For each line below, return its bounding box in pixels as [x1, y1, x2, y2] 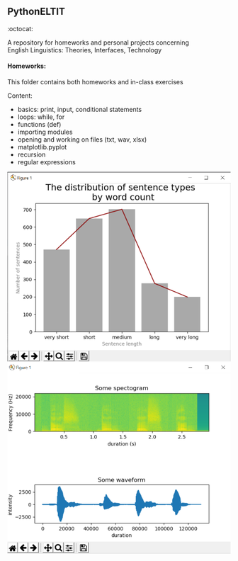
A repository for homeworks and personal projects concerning [7, 38, 190, 47]
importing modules [17, 127, 73, 137]
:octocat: [7, 24, 33, 33]
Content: [7, 91, 33, 100]
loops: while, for [17, 113, 65, 121]
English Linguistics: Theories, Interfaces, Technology [7, 45, 162, 54]
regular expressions [17, 158, 76, 166]
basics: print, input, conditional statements [17, 106, 142, 114]
